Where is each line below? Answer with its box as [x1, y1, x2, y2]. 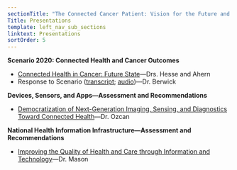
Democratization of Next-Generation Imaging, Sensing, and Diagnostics [17, 105, 228, 113]
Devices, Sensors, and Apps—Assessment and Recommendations [7, 91, 208, 100]
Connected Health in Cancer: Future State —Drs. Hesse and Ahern [17, 70, 211, 79]
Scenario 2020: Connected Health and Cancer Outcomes [7, 56, 180, 64]
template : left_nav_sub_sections [7, 23, 106, 30]
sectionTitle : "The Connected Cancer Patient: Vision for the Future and [7, 10, 231, 18]
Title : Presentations [7, 17, 72, 24]
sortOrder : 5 [7, 37, 46, 44]
